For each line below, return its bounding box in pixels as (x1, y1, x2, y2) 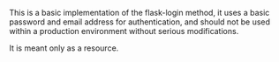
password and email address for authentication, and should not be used (9, 17, 271, 27)
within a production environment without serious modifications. (9, 26, 239, 36)
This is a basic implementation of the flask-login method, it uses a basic (9, 8, 270, 17)
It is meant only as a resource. (9, 43, 119, 53)
